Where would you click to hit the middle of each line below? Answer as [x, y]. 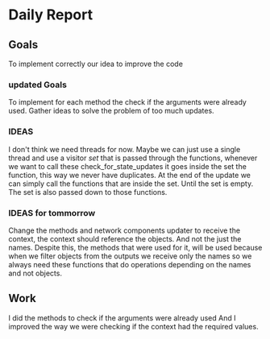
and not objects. [35, 273]
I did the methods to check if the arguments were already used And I [122, 318]
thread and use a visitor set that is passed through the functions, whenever [133, 158]
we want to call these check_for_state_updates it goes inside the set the [128, 166]
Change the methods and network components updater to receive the [124, 230]
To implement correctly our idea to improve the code [96, 64]
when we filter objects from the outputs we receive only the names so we [130, 256]
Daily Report [51, 15]
